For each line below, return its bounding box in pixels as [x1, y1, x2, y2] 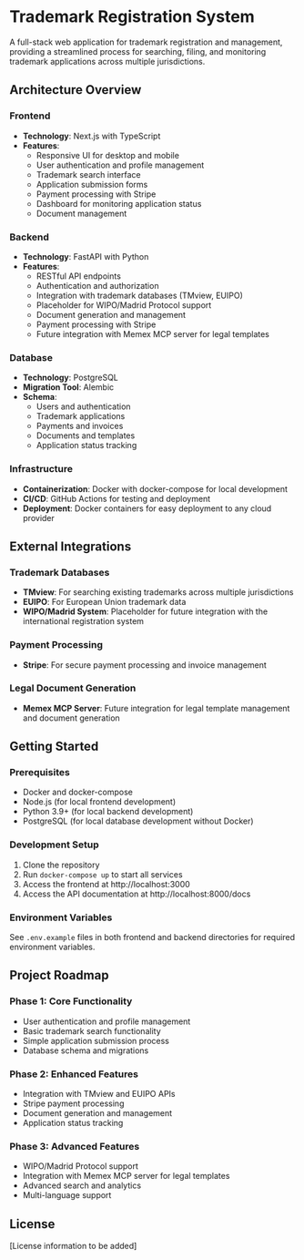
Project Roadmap [9, 968, 109, 983]
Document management [35, 208, 127, 219]
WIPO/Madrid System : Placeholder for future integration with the [22, 606, 269, 617]
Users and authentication [35, 401, 131, 412]
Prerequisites [9, 766, 70, 779]
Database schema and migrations [22, 1045, 149, 1056]
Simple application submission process [22, 1035, 170, 1046]
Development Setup [9, 838, 99, 851]
